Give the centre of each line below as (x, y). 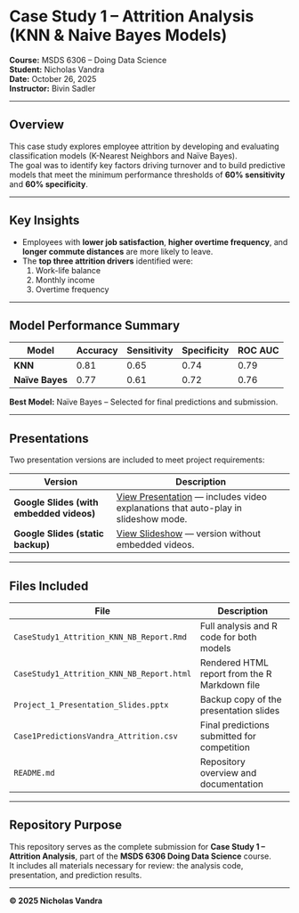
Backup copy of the (241, 699)
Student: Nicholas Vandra (57, 69)
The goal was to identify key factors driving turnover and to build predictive (147, 165)
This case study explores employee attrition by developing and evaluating (144, 146)
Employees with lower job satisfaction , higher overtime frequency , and (155, 241)
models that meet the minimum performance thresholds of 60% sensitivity (147, 175)
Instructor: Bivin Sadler (53, 88)
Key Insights (44, 220)
